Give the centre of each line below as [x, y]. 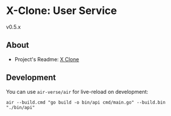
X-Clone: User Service [62, 11]
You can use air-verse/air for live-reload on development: [77, 92]
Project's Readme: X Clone [47, 59]
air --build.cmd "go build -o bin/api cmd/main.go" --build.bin [86, 102]
